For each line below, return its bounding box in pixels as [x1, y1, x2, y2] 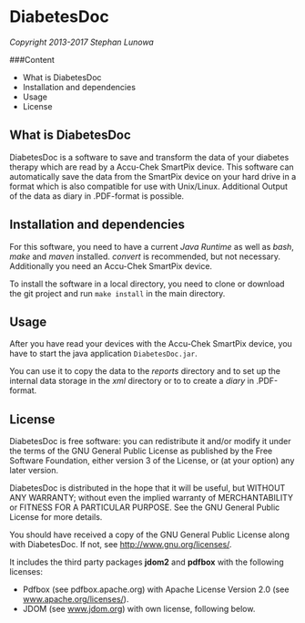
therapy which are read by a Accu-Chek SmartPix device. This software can [9, 161, 294, 172]
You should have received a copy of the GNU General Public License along [9, 529, 290, 540]
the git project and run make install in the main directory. [9, 287, 226, 298]
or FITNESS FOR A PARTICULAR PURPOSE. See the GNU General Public [9, 502, 280, 513]
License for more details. [9, 512, 103, 523]
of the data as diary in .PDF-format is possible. [9, 190, 185, 202]
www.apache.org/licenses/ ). [22, 594, 129, 605]
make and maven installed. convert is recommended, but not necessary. [9, 251, 280, 262]
